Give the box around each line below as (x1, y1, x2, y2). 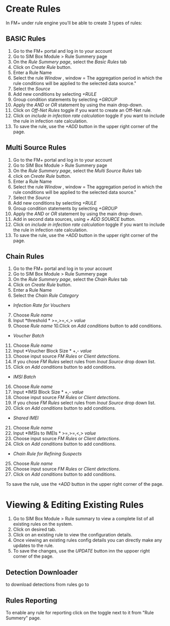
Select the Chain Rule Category (13, 292, 79, 299)
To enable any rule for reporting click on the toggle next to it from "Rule (6, 609, 154, 615)
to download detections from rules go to (6, 581, 89, 588)
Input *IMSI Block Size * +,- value (13, 389, 84, 395)
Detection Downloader (6, 568, 78, 576)
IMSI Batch (13, 374, 36, 380)
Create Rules (6, 3, 61, 15)
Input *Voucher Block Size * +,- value (13, 348, 92, 354)
